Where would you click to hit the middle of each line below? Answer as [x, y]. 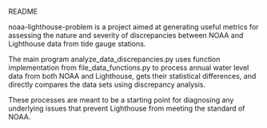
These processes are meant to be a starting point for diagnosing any [121, 100]
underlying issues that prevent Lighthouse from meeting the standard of [127, 108]
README [23, 12]
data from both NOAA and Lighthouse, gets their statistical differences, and [132, 76]
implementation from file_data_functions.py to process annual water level [129, 68]
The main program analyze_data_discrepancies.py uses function [114, 59]
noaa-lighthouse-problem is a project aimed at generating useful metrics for [133, 27]
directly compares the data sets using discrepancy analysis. [107, 84]
